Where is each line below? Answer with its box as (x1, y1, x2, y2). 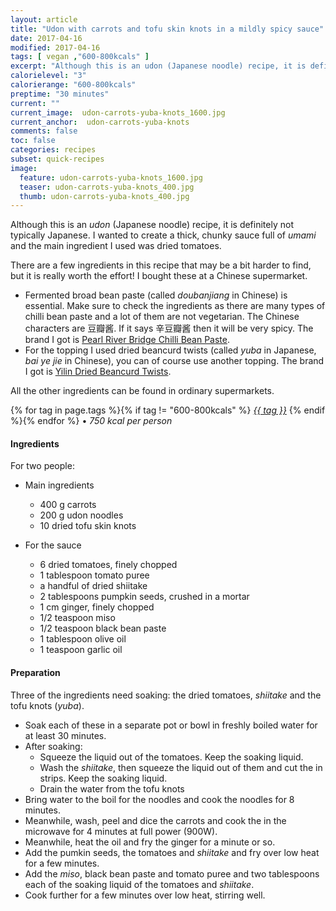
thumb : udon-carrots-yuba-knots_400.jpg (19, 191, 190, 201)
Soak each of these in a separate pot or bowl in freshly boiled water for (24, 719, 318, 731)
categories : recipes (10, 145, 97, 155)
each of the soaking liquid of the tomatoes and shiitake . (24, 878, 255, 890)
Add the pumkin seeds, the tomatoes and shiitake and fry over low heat (24, 846, 320, 858)
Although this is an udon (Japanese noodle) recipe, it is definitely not (10, 219, 294, 231)
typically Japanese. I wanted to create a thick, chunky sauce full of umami (10, 229, 317, 241)
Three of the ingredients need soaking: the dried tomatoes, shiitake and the (10, 689, 322, 701)
